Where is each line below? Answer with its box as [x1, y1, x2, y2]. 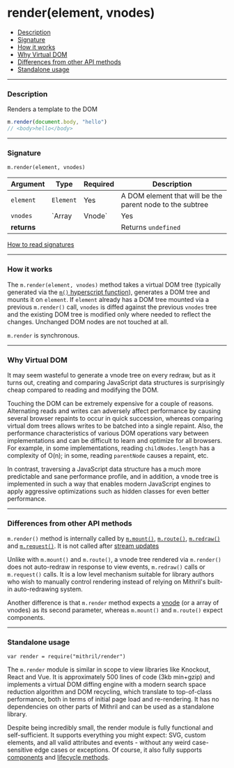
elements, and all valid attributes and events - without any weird [7, 739, 191, 747]
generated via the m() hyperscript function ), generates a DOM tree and [7, 288, 210, 296]
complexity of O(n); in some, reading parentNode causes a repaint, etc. [7, 451, 209, 459]
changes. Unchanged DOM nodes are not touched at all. [7, 317, 169, 326]
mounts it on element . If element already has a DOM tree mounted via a [7, 295, 210, 303]
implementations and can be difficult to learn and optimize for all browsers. [7, 436, 223, 444]
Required [83, 180, 115, 189]
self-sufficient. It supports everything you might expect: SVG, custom [7, 731, 206, 739]
